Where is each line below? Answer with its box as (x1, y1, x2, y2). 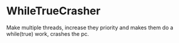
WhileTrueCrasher (6, 4, 101, 18)
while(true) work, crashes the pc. (6, 30, 89, 37)
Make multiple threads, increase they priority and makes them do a (6, 24, 174, 31)
